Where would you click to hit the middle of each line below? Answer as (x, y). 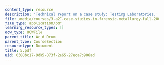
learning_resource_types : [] (35, 28)
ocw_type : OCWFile (24, 32)
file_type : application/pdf (34, 23)
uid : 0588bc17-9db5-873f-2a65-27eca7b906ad (50, 55)
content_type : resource (29, 10)
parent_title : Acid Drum (30, 37)
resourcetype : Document (29, 46)
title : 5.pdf (18, 50)
